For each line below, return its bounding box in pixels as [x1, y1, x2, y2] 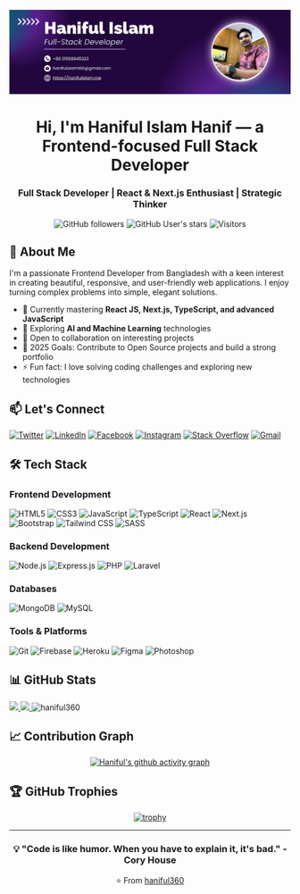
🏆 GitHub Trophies [9, 783, 119, 799]
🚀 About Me [9, 244, 76, 259]
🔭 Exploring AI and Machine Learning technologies [21, 323, 212, 334]
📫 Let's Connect [9, 401, 105, 416]
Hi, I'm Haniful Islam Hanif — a [35, 117, 265, 138]
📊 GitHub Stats [9, 673, 96, 688]
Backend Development [9, 539, 110, 552]
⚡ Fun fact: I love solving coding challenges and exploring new [21, 362, 253, 372]
